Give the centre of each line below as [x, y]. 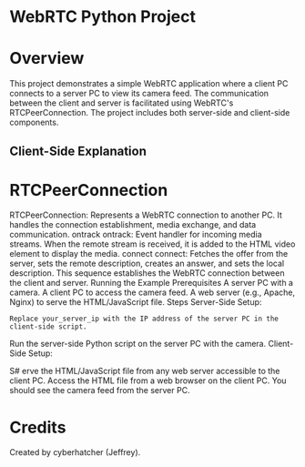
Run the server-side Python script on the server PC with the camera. [138, 344]
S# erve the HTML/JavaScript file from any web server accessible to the [145, 371]
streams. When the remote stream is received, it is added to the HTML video [152, 244]
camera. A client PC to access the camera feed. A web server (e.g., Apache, [152, 292]
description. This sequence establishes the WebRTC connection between [147, 273]
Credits [38, 427]
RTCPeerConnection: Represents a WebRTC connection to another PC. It [146, 215]
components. [34, 122]
